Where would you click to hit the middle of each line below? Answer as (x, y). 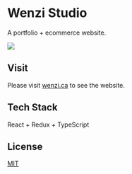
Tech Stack (32, 108)
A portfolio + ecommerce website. (57, 33)
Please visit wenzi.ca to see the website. (66, 85)
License (25, 146)
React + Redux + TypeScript (48, 124)
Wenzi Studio (47, 13)
